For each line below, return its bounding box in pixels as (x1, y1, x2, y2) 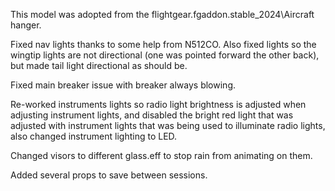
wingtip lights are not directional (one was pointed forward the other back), (10, 49, 320, 61)
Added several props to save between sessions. (10, 169, 208, 181)
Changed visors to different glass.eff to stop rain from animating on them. (10, 150, 313, 161)
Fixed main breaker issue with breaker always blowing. (10, 79, 236, 91)
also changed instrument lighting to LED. (10, 130, 178, 142)
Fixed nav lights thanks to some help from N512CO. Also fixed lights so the (10, 39, 317, 50)
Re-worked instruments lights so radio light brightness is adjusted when (10, 99, 307, 110)
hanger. (10, 19, 42, 31)
